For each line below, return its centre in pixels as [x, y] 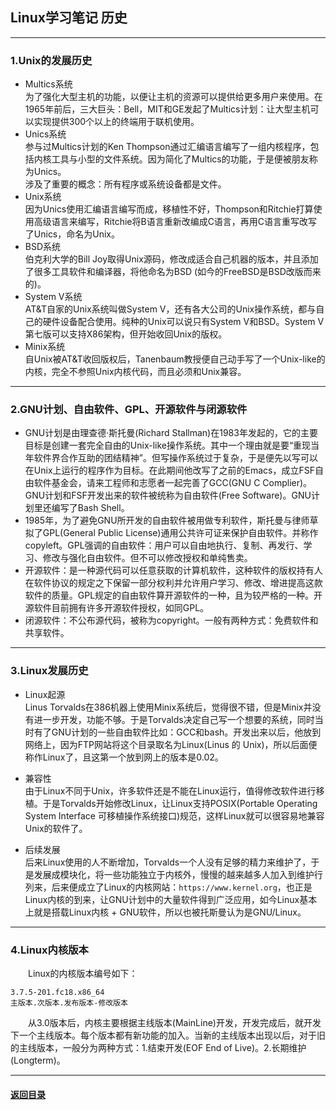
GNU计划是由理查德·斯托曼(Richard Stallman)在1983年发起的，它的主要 [171, 433]
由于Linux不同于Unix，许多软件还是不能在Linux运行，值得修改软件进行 [170, 790]
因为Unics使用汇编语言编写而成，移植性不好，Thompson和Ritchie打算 [169, 209]
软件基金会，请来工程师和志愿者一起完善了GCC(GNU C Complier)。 [173, 483]
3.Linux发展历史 [49, 671]
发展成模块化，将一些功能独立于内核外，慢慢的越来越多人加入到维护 [174, 874]
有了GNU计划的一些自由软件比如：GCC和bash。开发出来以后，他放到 [177, 732]
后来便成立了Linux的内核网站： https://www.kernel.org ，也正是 [182, 887]
